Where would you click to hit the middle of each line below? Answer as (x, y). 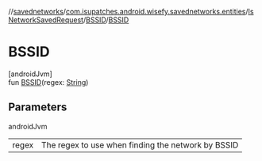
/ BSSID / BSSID (106, 20)
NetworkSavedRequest (46, 20)
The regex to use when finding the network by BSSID (140, 144)
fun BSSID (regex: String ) (48, 82)
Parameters (38, 107)
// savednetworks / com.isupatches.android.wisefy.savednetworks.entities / (128, 11)
